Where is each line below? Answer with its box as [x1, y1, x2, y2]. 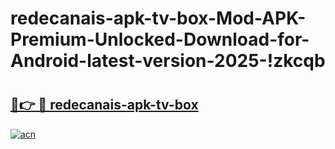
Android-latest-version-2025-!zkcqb [10, 50, 326, 72]
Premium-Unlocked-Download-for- [10, 28, 310, 51]
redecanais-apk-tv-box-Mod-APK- [10, 7, 307, 30]
